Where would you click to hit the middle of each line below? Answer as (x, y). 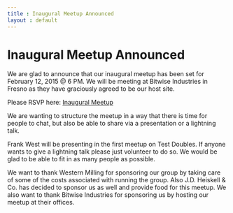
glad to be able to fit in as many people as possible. (82, 159)
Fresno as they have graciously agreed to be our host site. (91, 89)
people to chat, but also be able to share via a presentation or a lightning (112, 124)
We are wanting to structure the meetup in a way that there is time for (107, 116)
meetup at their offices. (41, 203)
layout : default (33, 20)
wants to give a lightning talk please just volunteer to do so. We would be (113, 152)
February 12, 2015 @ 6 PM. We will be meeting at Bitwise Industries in (107, 82)
